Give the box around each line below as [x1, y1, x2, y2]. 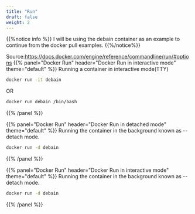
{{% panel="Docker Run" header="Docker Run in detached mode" [6, 121, 167, 128]
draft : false [6, 14, 38, 20]
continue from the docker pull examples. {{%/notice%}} [6, 42, 141, 49]
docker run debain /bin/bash [6, 99, 77, 105]
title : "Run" [6, 8, 38, 15]
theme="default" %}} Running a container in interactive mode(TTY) [6, 66, 169, 73]
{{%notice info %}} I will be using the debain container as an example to [6, 36, 180, 43]
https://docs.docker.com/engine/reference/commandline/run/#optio [24, 53, 189, 60]
